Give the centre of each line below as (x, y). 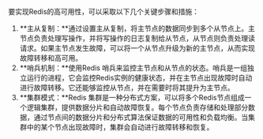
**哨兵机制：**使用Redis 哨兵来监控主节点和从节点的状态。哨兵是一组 (133, 68)
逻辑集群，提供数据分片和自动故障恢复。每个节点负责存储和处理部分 (137, 107)
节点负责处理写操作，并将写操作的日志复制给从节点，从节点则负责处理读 (137, 38)
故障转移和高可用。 (51, 58)
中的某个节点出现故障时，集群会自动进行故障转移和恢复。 (120, 127)
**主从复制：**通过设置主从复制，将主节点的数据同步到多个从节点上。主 (137, 28)
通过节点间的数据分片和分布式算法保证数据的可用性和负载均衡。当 (141, 117)
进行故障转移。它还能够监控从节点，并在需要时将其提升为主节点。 (127, 88)
